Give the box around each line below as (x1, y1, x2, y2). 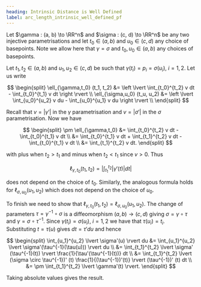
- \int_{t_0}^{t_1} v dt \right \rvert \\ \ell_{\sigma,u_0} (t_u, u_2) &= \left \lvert (8, 90, 194, 97)
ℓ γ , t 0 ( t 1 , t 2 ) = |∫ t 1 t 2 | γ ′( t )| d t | (70, 163, 132, 174)
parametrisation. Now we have (6, 115, 82, 122)
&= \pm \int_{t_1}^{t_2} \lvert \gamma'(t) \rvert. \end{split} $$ (26, 262, 176, 270)
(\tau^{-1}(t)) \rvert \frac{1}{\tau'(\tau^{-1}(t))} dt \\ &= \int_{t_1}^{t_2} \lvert (10, 250, 192, 257)
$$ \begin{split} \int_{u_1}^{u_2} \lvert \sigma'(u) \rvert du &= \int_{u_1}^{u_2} (6, 237, 196, 244)
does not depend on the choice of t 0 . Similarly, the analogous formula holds (6, 178, 194, 187)
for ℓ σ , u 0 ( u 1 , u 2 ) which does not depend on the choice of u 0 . (6, 187, 154, 196)
